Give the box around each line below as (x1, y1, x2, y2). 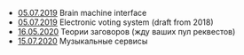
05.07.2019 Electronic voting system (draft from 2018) (17, 17, 214, 27)
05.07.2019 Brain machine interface (17, 8, 147, 18)
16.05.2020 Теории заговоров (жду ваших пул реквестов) (17, 27, 236, 36)
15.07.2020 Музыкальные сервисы (17, 35, 148, 46)
